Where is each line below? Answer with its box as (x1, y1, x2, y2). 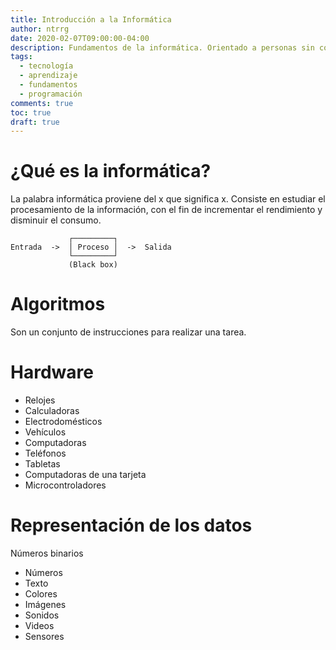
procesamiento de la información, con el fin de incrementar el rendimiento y (10, 204, 323, 216)
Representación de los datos (10, 514, 253, 537)
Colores (24, 588, 58, 600)
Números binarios (10, 547, 84, 559)
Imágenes (24, 599, 67, 610)
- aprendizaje (19, 71, 78, 81)
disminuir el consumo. (10, 214, 102, 226)
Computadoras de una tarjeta (24, 469, 147, 481)
